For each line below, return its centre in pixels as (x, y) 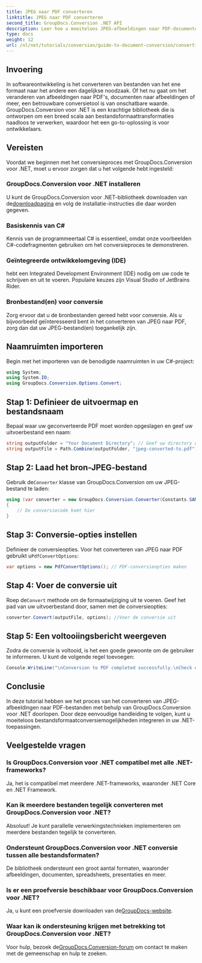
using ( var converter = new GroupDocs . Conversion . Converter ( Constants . (98, 499)
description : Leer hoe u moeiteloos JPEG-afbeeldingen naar (83, 29)
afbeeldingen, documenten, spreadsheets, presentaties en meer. (86, 875)
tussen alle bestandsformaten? (53, 855)
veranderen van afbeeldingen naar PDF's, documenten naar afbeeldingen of (101, 97)
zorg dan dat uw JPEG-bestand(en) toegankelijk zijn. (72, 327)
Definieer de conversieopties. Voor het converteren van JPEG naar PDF (95, 549)
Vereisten (25, 148)
